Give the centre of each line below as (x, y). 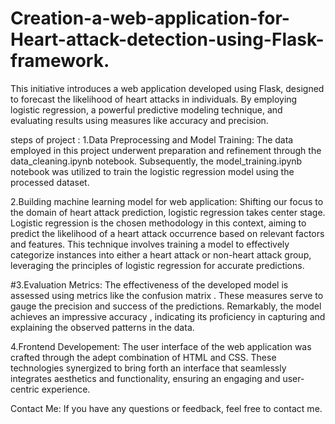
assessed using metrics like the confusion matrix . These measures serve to (167, 295)
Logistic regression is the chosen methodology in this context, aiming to (158, 223)
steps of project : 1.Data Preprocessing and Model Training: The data (152, 139)
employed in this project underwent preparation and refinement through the (166, 150)
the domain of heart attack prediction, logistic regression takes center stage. (168, 212)
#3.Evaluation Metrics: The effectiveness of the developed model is (149, 284)
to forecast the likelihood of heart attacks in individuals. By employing (154, 99)
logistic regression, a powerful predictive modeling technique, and (146, 109)
